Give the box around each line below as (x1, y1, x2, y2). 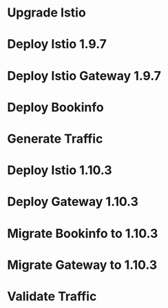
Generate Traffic (7, 131, 103, 146)
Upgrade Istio (7, 5, 86, 21)
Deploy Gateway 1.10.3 (7, 194, 139, 209)
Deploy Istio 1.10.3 (7, 163, 112, 178)
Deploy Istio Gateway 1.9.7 (7, 68, 162, 83)
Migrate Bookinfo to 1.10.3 (7, 225, 158, 241)
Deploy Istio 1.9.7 (7, 37, 107, 52)
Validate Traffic (7, 288, 97, 304)
